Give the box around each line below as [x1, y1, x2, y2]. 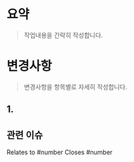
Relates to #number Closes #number [6, 148, 113, 156]
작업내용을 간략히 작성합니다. [23, 31, 103, 39]
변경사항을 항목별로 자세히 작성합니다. [23, 82, 128, 91]
